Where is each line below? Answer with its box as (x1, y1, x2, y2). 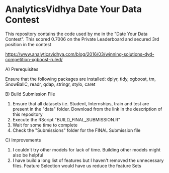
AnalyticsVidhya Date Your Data (5, 4, 142, 15)
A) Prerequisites (5, 66, 39, 72)
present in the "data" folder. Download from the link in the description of (12, 106, 162, 112)
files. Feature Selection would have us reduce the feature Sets (12, 162, 142, 168)
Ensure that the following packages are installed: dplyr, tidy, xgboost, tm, (5, 76, 156, 82)
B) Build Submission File (5, 91, 55, 97)
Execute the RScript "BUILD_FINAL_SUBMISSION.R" (12, 116, 121, 122)
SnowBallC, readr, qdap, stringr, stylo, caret (5, 81, 96, 87)
